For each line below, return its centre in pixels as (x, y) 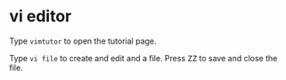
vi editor (41, 16)
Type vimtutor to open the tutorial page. (83, 41)
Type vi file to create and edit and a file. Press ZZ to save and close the (143, 58)
